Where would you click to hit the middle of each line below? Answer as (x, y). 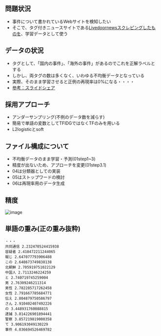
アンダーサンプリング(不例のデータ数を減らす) (58, 117)
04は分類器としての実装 (36, 171)
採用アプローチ (28, 105)
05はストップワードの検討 (38, 177)
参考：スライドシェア (33, 87)
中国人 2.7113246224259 (28, 273)
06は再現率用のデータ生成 (38, 183)
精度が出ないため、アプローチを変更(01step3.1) (59, 165)
